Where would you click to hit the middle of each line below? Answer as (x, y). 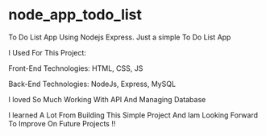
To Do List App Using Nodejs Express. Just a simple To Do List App (120, 37)
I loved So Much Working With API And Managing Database (107, 99)
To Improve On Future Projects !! (62, 123)
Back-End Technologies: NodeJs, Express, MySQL (92, 84)
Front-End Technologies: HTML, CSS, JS (76, 68)
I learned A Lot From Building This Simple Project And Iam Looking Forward (133, 115)
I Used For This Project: (48, 52)
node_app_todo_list (75, 15)
